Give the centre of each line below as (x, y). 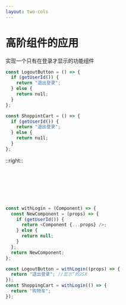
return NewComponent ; (38, 253)
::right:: (14, 160)
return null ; (37, 236)
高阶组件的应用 (42, 43)
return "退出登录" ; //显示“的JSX (49, 275)
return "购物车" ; (31, 291)
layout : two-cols (27, 12)
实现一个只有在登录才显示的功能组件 (50, 61)
